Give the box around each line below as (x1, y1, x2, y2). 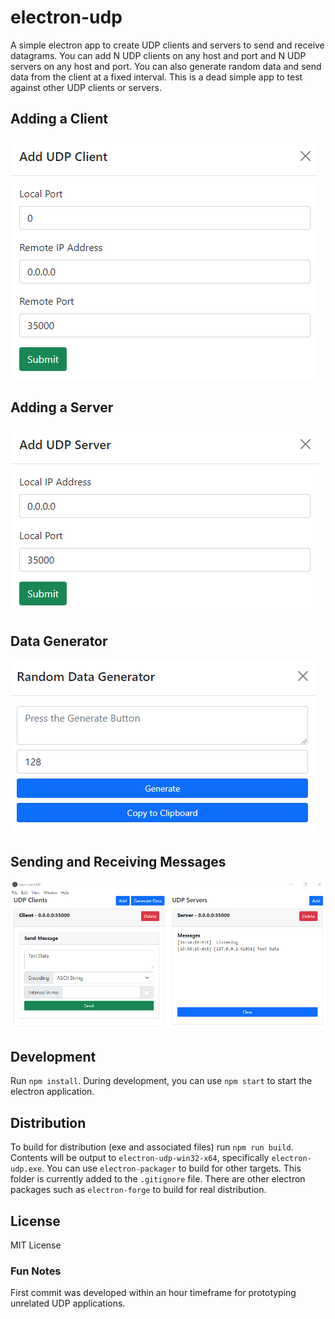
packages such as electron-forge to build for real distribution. (10, 1184, 267, 1196)
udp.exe (10, 1164, 43, 1175)
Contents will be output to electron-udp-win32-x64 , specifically (10, 1152, 270, 1164)
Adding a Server (10, 399, 114, 416)
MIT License (10, 1239, 62, 1251)
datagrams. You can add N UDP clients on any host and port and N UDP (10, 49, 307, 61)
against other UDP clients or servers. (10, 81, 162, 93)
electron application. (10, 1086, 95, 1098)
